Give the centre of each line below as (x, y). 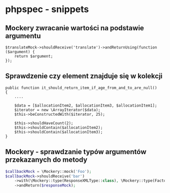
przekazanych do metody (46, 160)
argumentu (23, 36)
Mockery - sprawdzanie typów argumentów (76, 152)
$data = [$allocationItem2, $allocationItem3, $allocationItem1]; (86, 105)
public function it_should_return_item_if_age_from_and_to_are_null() (81, 88)
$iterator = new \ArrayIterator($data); (57, 110)
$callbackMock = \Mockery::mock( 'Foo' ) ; (49, 171)
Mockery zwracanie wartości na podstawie (75, 28)
